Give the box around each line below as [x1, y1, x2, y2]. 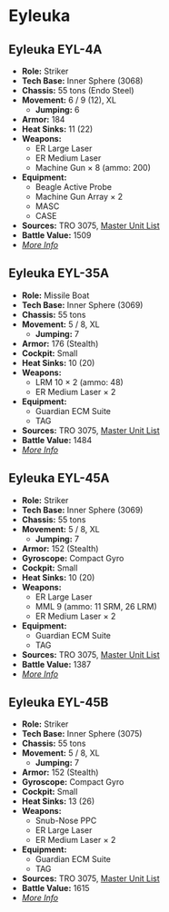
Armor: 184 [21, 114, 65, 124]
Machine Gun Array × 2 [35, 192, 124, 202]
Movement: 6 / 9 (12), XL [21, 94, 117, 105]
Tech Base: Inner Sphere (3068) [21, 75, 144, 86]
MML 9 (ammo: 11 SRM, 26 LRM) [35, 600, 157, 611]
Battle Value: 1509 [21, 230, 92, 241]
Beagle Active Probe [35, 182, 113, 192]
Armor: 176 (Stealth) [21, 338, 99, 349]
